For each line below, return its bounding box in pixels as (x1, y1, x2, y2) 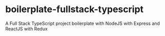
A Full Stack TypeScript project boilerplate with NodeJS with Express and (5, 20, 160, 26)
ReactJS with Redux (5, 25, 48, 31)
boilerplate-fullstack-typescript (5, 4, 144, 15)
